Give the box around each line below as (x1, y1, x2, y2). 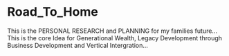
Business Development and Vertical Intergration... (7, 41, 149, 49)
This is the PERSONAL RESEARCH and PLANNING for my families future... (7, 27, 218, 35)
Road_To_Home (7, 4, 98, 20)
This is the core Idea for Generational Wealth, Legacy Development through (7, 33, 223, 42)
